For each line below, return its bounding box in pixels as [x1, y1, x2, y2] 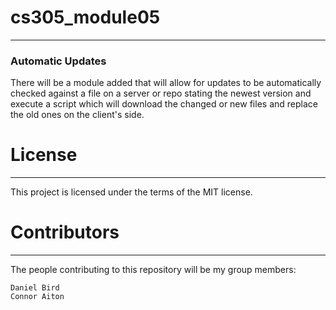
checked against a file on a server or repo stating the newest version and [10, 87, 312, 100]
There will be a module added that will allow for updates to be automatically [10, 77, 322, 89]
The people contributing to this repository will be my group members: [10, 264, 297, 276]
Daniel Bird [10, 283, 60, 293]
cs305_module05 [10, 6, 161, 29]
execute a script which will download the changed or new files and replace [10, 98, 318, 110]
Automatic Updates [10, 54, 107, 68]
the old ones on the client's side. [10, 109, 145, 121]
